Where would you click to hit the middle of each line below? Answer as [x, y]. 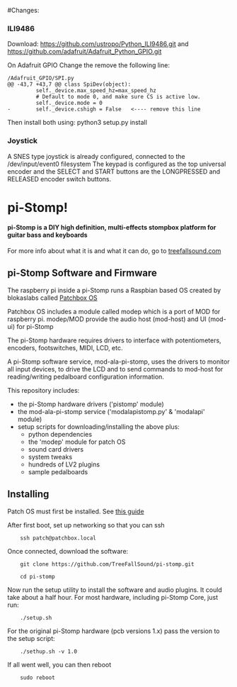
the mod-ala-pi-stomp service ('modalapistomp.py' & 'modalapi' [111, 411]
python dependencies [60, 434]
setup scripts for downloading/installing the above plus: [99, 426]
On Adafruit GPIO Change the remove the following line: [88, 65]
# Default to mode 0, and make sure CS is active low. [118, 97]
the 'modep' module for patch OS [77, 442]
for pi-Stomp [35, 326]
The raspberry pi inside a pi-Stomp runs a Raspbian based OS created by [114, 290]
